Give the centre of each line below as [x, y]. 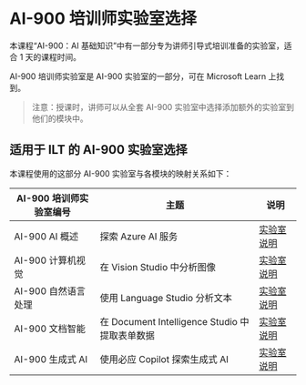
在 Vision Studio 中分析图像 [158, 267]
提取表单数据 [127, 335]
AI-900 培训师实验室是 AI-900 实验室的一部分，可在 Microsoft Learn [138, 76]
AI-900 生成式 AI [51, 359]
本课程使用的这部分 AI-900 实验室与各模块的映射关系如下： [121, 173]
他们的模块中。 [60, 118]
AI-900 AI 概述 [46, 236]
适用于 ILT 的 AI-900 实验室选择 [99, 150]
